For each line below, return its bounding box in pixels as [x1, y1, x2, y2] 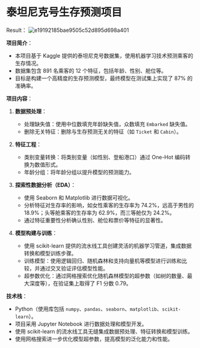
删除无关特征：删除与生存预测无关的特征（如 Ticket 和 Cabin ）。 [23, 127, 182, 135]
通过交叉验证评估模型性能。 [40, 264, 109, 272]
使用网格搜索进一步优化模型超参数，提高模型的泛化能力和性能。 [14, 335, 173, 343]
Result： [6, 26, 27, 34]
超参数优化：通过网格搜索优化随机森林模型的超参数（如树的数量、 [23, 272, 187, 279]
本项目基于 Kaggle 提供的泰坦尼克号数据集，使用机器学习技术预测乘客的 [14, 52, 193, 59]
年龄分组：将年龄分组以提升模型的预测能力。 [23, 168, 135, 176]
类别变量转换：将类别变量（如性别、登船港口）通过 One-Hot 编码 [23, 153, 186, 160]
